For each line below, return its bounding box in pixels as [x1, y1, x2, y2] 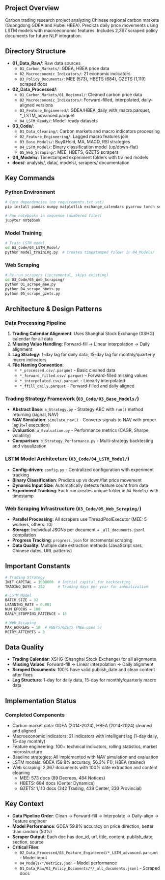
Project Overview [5, 4, 59, 12]
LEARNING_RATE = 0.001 [5, 602, 52, 608]
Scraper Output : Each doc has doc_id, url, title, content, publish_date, [12, 834, 154, 840]
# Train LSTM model [5, 241, 45, 246]
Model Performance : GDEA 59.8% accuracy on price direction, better [12, 823, 154, 829]
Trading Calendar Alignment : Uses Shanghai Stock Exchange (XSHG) [12, 331, 155, 337]
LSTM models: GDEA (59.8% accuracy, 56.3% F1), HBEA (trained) [12, 759, 146, 765]
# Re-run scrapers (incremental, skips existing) [5, 273, 109, 278]
